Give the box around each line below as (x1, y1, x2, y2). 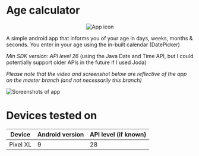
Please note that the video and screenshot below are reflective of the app (6, 70, 187, 77)
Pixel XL (9, 140, 31, 148)
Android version (37, 130, 84, 138)
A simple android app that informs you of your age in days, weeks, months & (6, 34, 193, 42)
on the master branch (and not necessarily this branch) (6, 77, 143, 84)
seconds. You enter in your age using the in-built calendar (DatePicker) (6, 41, 180, 48)
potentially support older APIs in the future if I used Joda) (6, 59, 147, 66)
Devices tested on (6, 109, 97, 122)
